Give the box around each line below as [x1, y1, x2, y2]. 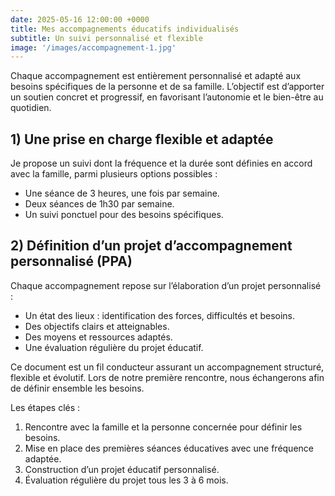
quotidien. [10, 102, 52, 114]
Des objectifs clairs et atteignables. [24, 320, 170, 332]
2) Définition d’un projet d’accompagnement [10, 237, 293, 255]
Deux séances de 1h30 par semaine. [24, 198, 175, 210]
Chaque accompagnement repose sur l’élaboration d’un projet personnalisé [10, 279, 322, 291]
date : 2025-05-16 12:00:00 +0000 [10, 14, 150, 25]
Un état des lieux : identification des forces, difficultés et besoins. [24, 309, 296, 321]
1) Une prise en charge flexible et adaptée [10, 131, 274, 148]
